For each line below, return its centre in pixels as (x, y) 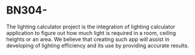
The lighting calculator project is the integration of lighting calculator (91, 27)
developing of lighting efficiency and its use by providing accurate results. (97, 46)
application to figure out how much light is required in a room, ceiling (91, 33)
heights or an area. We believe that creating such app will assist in (88, 39)
